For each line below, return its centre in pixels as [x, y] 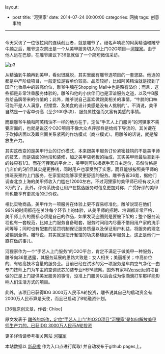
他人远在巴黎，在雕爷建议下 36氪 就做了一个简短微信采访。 [64, 55]
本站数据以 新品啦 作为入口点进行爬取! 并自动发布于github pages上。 [75, 346]
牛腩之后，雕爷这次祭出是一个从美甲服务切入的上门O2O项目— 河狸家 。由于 [81, 49]
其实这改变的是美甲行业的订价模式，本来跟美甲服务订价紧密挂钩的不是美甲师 [82, 151]
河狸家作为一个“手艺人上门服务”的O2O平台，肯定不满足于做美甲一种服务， [81, 251]
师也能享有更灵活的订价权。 [33, 194]
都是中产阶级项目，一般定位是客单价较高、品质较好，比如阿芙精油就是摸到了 [82, 81]
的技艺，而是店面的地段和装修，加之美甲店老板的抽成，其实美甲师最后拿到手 [82, 157]
